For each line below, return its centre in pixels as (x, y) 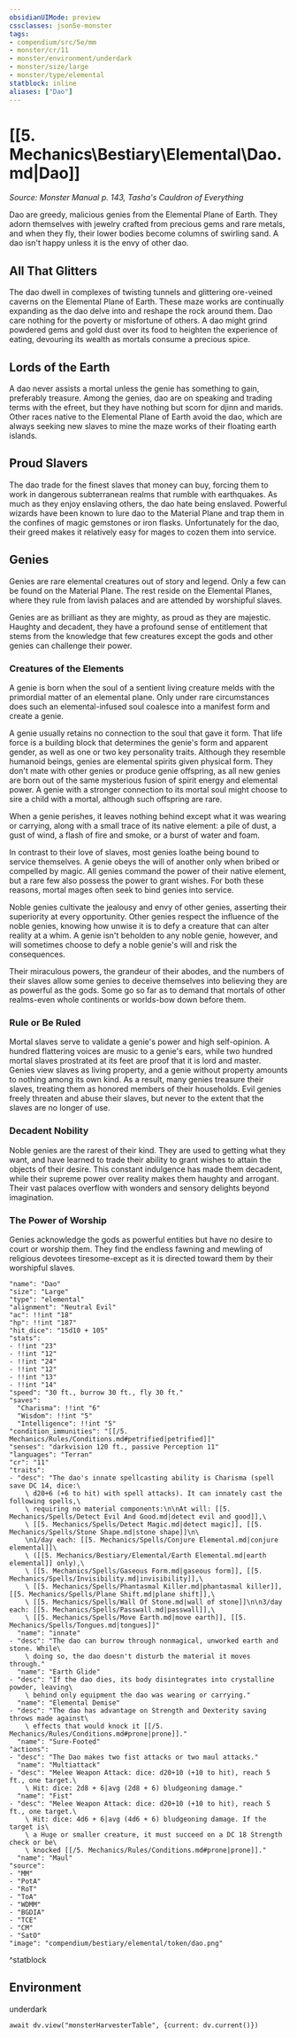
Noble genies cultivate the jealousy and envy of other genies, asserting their (148, 907)
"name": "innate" (49, 1633)
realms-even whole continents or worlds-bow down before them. (128, 999)
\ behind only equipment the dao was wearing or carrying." (138, 1695)
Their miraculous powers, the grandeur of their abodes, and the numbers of (147, 971)
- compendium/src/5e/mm (53, 42)
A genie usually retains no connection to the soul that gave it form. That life (146, 733)
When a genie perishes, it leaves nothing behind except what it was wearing (148, 816)
